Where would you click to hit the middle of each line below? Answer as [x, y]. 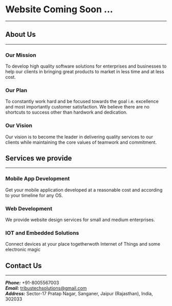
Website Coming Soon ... [59, 9]
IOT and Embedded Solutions [42, 233]
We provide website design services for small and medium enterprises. [80, 220]
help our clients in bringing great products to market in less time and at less [85, 72]
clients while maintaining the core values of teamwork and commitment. [81, 142]
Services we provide [39, 158]
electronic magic [23, 250]
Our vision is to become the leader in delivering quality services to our [79, 137]
